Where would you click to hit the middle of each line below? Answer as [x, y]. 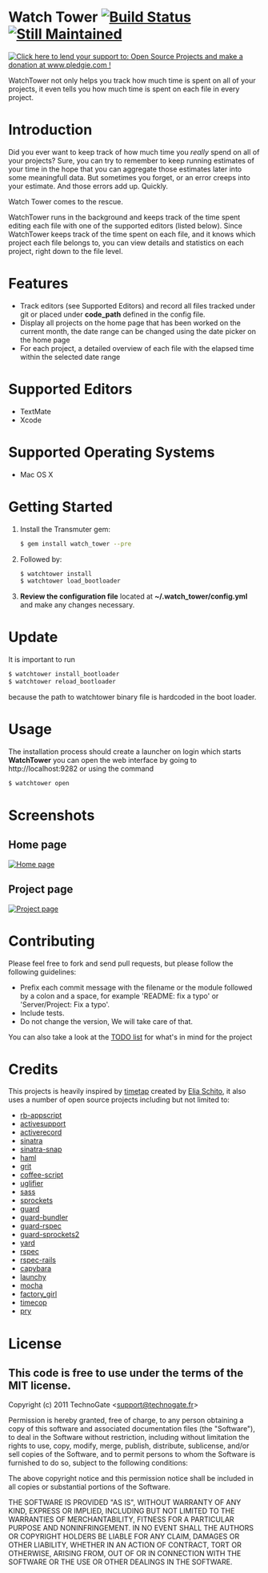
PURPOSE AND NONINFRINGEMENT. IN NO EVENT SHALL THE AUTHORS [131, 1528]
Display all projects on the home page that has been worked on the [130, 323]
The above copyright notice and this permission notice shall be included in [131, 1478]
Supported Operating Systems [112, 452]
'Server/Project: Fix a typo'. [65, 1004]
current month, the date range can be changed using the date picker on [138, 331]
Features [38, 284]
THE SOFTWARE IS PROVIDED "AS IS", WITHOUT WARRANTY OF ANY [125, 1502]
